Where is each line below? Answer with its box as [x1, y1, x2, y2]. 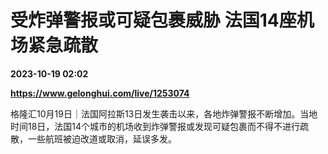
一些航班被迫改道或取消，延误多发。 [27, 132, 177, 145]
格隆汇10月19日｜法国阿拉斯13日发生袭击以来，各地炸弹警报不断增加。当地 [10, 107, 318, 120]
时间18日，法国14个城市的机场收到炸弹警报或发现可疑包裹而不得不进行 [10, 120, 301, 132]
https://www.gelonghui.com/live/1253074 [10, 87, 190, 99]
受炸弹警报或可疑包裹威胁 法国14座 [10, 9, 297, 32]
